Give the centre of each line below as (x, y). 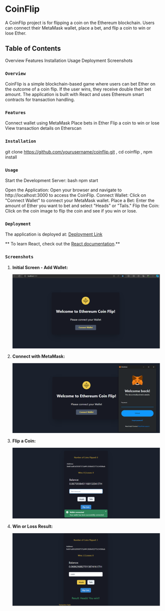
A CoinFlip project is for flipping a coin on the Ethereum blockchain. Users (80, 23)
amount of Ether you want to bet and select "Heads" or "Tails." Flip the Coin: (82, 206)
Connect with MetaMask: (39, 356)
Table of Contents (33, 48)
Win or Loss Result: (32, 526)
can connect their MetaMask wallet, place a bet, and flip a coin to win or (78, 28)
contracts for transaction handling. (40, 100)
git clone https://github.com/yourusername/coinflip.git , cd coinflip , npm (79, 152)
